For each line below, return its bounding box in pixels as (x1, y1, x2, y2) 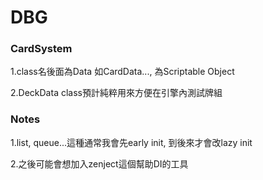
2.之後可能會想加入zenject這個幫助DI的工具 (10, 157, 189, 170)
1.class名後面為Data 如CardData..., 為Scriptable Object (10, 66, 235, 78)
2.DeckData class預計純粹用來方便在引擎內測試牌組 (10, 87, 223, 99)
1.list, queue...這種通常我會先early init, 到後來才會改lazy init (10, 136, 253, 148)
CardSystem (10, 42, 73, 56)
